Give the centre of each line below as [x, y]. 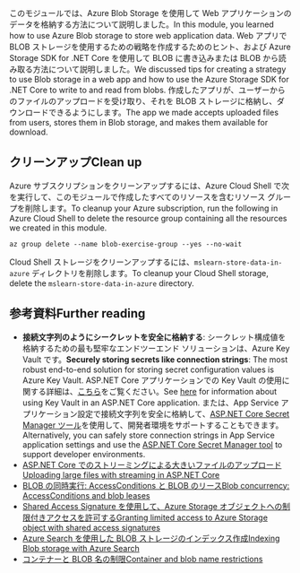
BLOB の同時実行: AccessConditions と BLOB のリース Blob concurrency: [156, 485]
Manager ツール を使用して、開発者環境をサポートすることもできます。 [153, 425]
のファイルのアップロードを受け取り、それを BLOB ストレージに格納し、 [143, 101]
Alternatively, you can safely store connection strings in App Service [148, 435]
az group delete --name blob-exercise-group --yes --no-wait [126, 244]
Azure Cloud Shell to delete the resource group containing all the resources [148, 218]
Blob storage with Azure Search [81, 548]
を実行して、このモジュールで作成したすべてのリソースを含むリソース [137, 196]
